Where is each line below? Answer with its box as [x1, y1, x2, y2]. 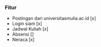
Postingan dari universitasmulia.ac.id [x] [12, 15, 96, 21]
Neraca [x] [12, 36, 35, 42]
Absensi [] [12, 31, 34, 37]
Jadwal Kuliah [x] [12, 26, 49, 32]
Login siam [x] [12, 20, 42, 26]
